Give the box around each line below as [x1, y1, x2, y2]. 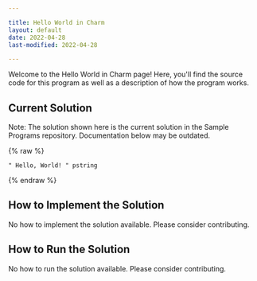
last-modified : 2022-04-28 [8, 41, 98, 49]
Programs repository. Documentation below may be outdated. [8, 131, 211, 140]
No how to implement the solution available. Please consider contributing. [8, 220, 250, 229]
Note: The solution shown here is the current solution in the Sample [8, 123, 229, 132]
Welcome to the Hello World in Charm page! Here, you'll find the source [8, 69, 243, 80]
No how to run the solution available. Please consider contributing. [8, 263, 227, 273]
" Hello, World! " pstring [8, 162, 98, 170]
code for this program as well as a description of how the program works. [8, 78, 249, 88]
